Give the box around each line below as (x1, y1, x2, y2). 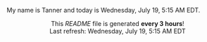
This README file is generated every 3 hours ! (51, 20, 184, 27)
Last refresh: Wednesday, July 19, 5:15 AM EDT (49, 27, 186, 35)
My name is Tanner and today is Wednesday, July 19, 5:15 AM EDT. (6, 6, 201, 14)
